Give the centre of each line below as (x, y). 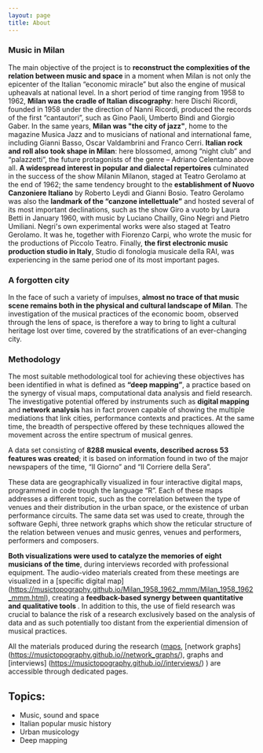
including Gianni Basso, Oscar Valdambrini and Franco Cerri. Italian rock (126, 142)
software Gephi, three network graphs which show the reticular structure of (130, 524)
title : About (29, 23)
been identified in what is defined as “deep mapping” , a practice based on (130, 385)
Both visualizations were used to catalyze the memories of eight (115, 556)
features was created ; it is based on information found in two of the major (128, 459)
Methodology (35, 360)
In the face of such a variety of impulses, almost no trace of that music (124, 297)
